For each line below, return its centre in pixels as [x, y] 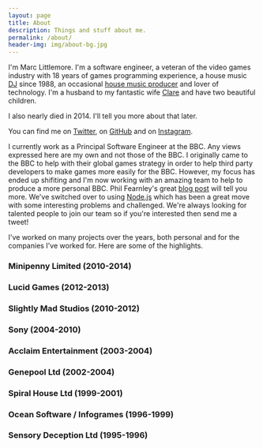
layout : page [30, 15]
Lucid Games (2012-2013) [59, 287]
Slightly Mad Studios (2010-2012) [74, 308]
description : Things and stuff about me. [77, 30]
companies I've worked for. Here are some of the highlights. [106, 246]
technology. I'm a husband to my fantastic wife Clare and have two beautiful [132, 92]
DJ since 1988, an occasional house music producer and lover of [114, 84]
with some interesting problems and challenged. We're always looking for [128, 205]
